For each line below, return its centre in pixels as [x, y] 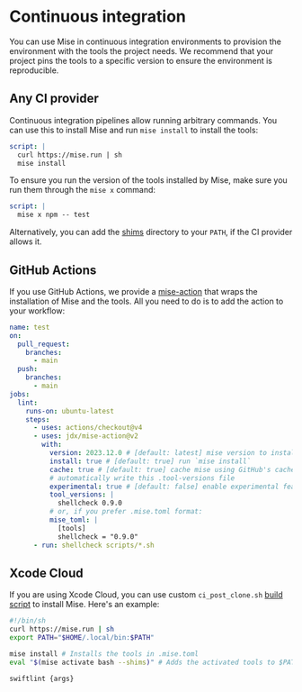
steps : [38, 419]
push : [28, 369]
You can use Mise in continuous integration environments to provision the [145, 41]
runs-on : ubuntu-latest [70, 411]
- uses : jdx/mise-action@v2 [86, 436]
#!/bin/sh [28, 621]
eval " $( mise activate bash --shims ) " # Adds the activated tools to [142, 662]
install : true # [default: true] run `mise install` [150, 461]
